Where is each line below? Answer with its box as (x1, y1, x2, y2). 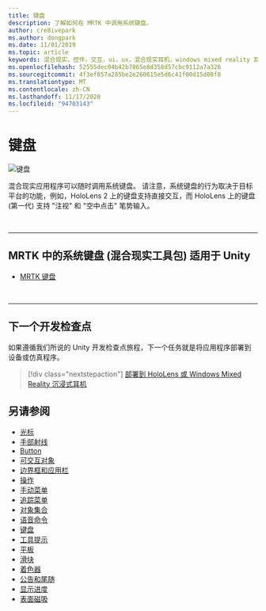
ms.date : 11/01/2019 (8, 41, 77, 49)
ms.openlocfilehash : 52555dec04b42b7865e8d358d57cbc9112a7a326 (8, 63, 222, 71)
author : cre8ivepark (8, 26, 77, 34)
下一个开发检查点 (8, 320, 92, 334)
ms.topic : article (8, 48, 69, 56)
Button (19, 445, 42, 456)
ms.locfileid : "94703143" (8, 100, 93, 108)
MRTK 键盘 (19, 271, 56, 281)
